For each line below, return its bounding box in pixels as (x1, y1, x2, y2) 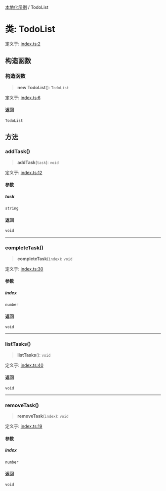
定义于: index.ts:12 (5, 169, 42, 175)
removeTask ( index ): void (17, 413, 69, 419)
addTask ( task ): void (17, 159, 59, 165)
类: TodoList (5, 24, 55, 35)
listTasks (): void (17, 352, 51, 358)
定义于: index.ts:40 (5, 362, 43, 368)
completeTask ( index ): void (17, 256, 73, 262)
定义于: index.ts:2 (5, 41, 41, 47)
